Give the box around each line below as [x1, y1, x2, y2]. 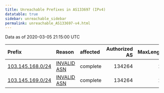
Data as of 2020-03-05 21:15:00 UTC [5, 34, 80, 40]
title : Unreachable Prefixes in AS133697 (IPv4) [5, 7, 106, 12]
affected [80, 49, 100, 56]
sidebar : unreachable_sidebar [5, 16, 67, 21]
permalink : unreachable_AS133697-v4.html [5, 20, 91, 26]
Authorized [106, 46, 133, 53]
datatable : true [5, 12, 38, 17]
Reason [56, 49, 74, 56]
